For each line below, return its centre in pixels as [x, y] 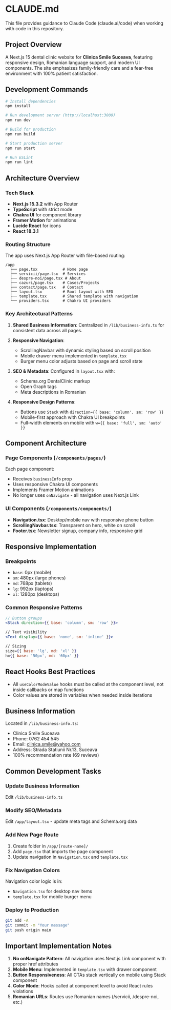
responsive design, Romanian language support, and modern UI [72, 63]
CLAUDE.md [32, 9]
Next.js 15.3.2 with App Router [45, 204]
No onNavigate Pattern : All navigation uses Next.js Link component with [89, 958]
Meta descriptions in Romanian [53, 392]
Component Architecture [46, 443]
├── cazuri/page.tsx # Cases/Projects [55, 283]
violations [23, 991]
